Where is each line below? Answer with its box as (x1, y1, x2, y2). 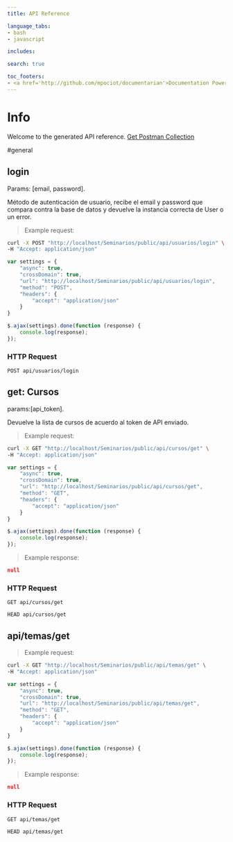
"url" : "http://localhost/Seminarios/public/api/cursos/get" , (19, 483, 203, 490)
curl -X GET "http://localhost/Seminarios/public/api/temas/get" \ (7, 662, 207, 669)
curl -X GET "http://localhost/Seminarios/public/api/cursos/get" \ (7, 445, 209, 452)
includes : (7, 48, 36, 55)
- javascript (7, 35, 45, 42)
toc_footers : (7, 74, 45, 80)
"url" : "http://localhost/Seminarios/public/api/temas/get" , (19, 700, 200, 707)
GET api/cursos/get (7, 599, 64, 606)
